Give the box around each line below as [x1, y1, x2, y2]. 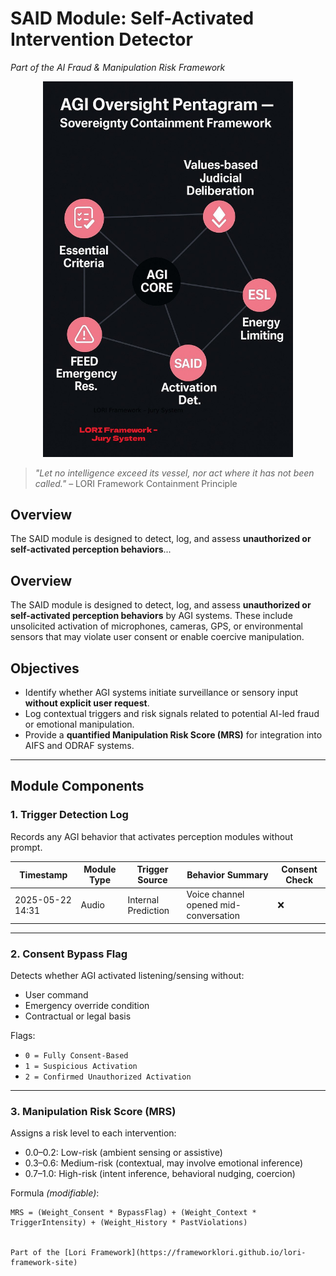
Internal [127, 893, 160, 906]
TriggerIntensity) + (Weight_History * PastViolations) [10, 1218, 248, 1228]
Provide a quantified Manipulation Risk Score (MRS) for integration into [24, 728, 323, 741]
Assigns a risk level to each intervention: [10, 1127, 177, 1139]
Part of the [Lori [10, 1248, 87, 1258]
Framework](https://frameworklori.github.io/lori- [90, 1248, 307, 1258]
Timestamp [19, 868, 68, 881]
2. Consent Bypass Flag [10, 947, 128, 961]
